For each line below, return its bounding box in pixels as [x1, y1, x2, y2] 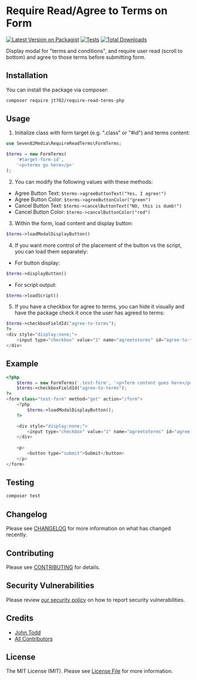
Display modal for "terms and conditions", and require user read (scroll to [6, 47, 183, 54]
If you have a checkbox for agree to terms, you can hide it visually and [14, 303, 185, 310]
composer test [6, 493, 41, 499]
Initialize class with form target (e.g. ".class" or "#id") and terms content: [14, 129, 191, 136]
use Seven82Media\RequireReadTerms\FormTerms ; [6, 141, 122, 147]
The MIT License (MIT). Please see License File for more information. [6, 668, 173, 675]
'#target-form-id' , [16, 157, 64, 163]
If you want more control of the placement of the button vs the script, [14, 242, 182, 249]
